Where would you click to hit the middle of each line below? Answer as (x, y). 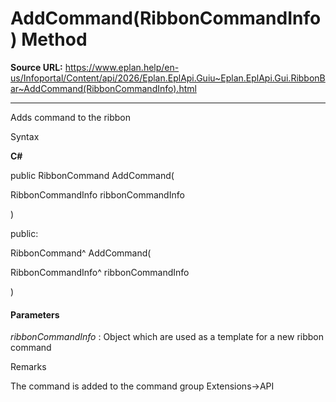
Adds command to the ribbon (71, 117)
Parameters (35, 314)
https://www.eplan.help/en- (122, 67)
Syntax (25, 136)
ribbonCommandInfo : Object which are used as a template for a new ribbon (167, 337)
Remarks (28, 367)
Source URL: (36, 67)
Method (54, 39)
